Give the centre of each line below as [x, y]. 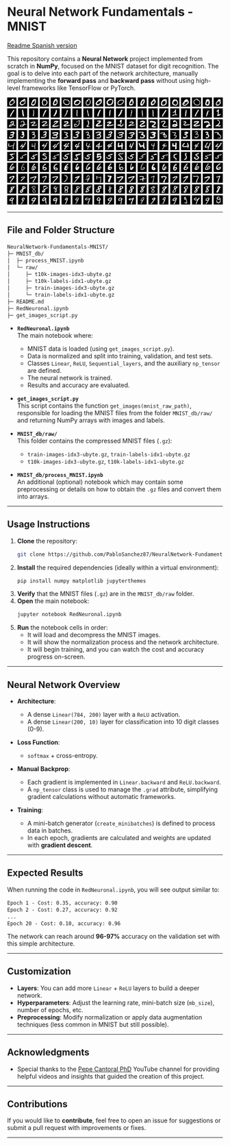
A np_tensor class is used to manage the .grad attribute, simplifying [122, 789]
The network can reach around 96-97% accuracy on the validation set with [114, 936]
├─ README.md [26, 301]
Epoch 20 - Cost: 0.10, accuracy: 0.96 [64, 923]
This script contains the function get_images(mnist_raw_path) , [104, 406]
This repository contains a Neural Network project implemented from [105, 58]
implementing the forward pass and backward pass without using [101, 80]
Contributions [37, 1104]
